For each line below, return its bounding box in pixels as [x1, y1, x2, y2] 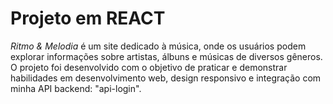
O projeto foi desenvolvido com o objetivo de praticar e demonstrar [10, 61, 288, 73]
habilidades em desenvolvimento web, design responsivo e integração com [10, 72, 322, 84]
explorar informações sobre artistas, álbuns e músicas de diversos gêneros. [10, 50, 323, 62]
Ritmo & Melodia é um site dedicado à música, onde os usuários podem [10, 40, 307, 52]
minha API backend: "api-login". [10, 82, 142, 94]
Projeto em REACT [10, 7, 166, 30]
